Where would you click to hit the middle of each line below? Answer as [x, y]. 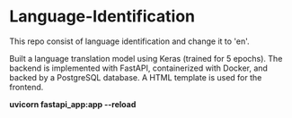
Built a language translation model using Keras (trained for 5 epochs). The [146, 58]
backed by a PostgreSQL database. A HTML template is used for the [136, 77]
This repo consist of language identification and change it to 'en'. [129, 41]
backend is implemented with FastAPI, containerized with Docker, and [138, 68]
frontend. [27, 87]
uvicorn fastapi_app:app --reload [73, 104]
